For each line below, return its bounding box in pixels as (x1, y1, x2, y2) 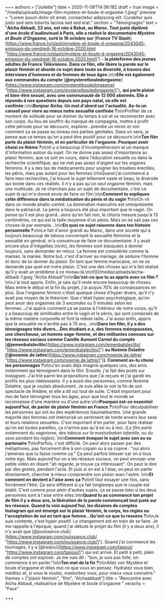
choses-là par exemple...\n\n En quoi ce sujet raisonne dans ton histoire (5, 222, 151, 228)
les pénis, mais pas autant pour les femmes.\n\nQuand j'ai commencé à (5, 171, 149, 176)
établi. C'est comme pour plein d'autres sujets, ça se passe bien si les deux (5, 487, 157, 493)
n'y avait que (5, 529, 31, 534)
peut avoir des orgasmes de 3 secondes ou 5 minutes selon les (5, 300, 132, 306)
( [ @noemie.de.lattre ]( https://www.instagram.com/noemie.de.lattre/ (5, 352, 142, 358)
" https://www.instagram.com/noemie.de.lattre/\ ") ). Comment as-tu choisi (5, 357, 154, 363)
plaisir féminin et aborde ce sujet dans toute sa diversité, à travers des (5, 66, 150, 72)
